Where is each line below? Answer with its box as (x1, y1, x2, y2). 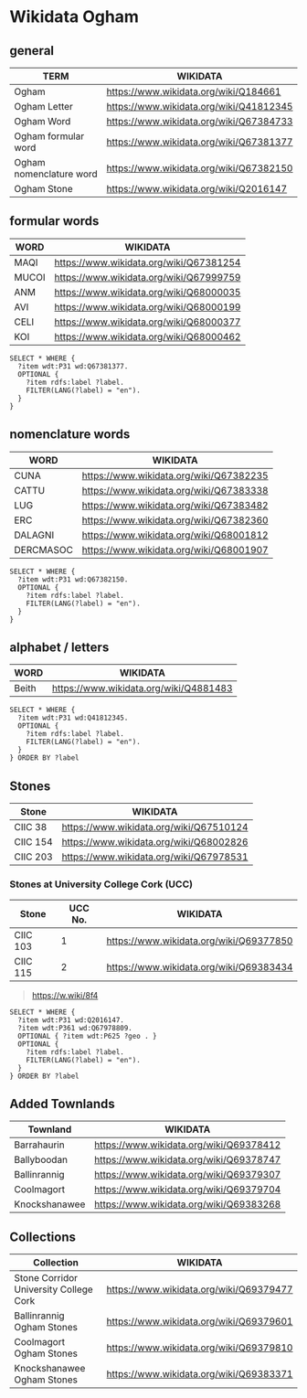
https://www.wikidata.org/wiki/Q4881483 (51, 682, 233, 695)
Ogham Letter (14, 101, 73, 112)
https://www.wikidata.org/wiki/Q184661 (106, 85, 281, 98)
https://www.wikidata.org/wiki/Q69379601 (106, 1315, 293, 1328)
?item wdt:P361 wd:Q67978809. (17, 1023, 132, 1032)
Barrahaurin (14, 1138, 66, 1151)
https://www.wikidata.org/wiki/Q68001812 (81, 528, 269, 541)
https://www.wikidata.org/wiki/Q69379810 (106, 1341, 293, 1354)
